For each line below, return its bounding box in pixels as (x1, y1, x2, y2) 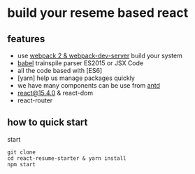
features (7, 33, 45, 45)
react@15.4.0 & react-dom (17, 89, 93, 97)
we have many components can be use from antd (17, 81, 161, 89)
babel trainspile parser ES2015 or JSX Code (17, 59, 144, 67)
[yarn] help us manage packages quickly (17, 74, 135, 82)
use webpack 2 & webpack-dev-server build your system (17, 51, 183, 60)
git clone (7, 149, 36, 156)
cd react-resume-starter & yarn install (7, 154, 127, 162)
